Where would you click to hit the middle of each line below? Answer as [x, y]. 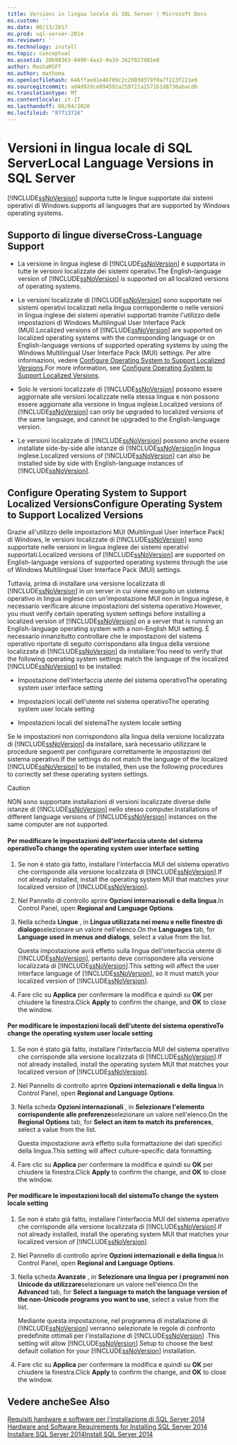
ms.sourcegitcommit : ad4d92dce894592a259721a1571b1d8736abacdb [103, 87]
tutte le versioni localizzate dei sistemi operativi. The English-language [119, 271]
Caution [19, 788]
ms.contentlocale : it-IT [44, 100]
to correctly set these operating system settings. [78, 774]
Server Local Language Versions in [111, 163]
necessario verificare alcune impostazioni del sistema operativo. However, [115, 606]
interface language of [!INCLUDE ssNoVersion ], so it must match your [118, 973]
